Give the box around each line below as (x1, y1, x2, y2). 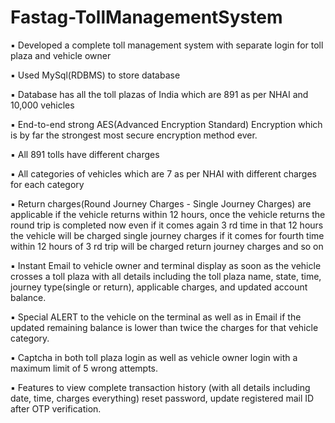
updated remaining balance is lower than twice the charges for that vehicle (10, 321, 319, 333)
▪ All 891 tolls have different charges (10, 148, 160, 160)
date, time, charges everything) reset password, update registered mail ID (10, 392, 315, 404)
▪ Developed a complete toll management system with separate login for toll (10, 39, 324, 51)
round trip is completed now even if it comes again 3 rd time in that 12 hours (10, 219, 324, 231)
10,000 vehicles (10, 99, 75, 111)
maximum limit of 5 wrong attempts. (10, 362, 159, 374)
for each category (10, 178, 85, 190)
